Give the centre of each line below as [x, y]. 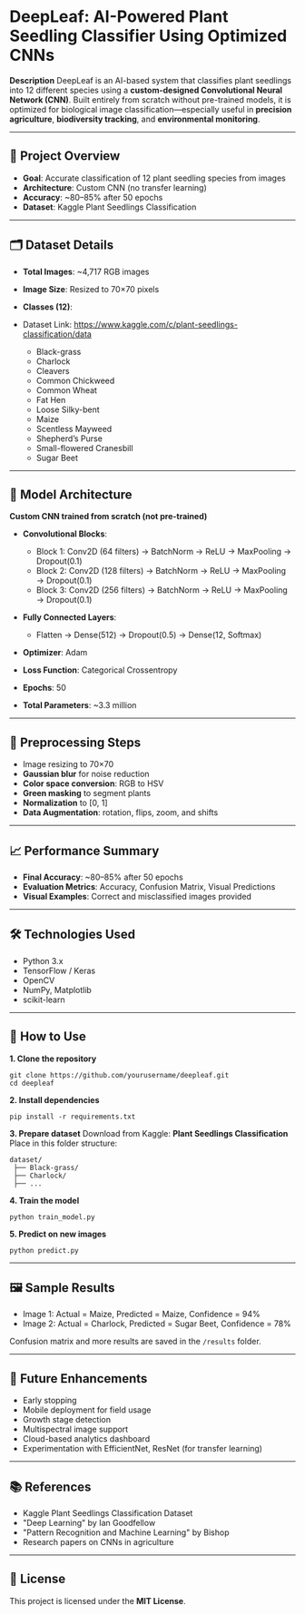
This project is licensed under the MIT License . [98, 1600]
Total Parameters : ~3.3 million [79, 705]
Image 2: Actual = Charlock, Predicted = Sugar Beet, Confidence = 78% [157, 1324]
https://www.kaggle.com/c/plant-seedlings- [156, 324]
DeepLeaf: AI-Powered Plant [119, 17]
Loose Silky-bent [68, 409]
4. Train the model [44, 1200]
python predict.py [44, 1250]
